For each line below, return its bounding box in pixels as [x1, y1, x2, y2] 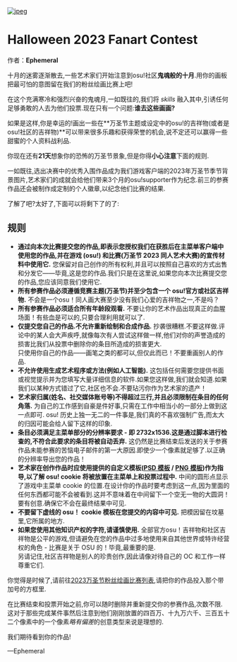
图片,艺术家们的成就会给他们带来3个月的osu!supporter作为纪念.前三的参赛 [13, 175, 229, 183]
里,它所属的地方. [17, 516, 65, 525]
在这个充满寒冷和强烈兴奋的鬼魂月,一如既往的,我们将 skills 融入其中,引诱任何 [7, 95, 229, 103]
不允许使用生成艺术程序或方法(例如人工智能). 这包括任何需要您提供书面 [17, 366, 224, 375]
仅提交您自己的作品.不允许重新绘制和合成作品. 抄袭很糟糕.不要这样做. [17, 321, 219, 330]
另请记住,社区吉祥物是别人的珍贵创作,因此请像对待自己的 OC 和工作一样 [17, 552, 226, 560]
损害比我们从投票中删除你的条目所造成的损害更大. [17, 339, 162, 348]
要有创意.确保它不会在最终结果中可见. [17, 498, 127, 507]
